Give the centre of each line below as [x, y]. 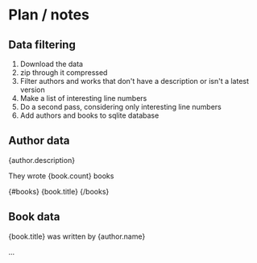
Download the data [51, 64]
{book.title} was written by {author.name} [77, 236]
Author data [39, 141]
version [33, 90]
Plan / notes [49, 15]
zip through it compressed [64, 73]
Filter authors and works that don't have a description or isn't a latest [135, 81]
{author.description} [41, 160]
